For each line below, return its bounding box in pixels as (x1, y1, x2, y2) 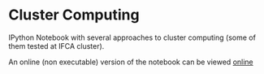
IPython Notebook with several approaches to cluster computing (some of (8, 33, 256, 42)
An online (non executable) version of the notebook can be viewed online (8, 57, 253, 67)
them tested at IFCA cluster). (8, 41, 105, 50)
